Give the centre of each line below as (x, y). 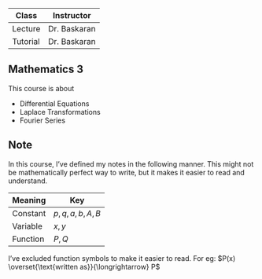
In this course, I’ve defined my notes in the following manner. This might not (131, 163)
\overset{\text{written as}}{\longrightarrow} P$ (84, 266)
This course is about (41, 88)
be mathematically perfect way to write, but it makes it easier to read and (127, 172)
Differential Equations (54, 103)
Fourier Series (42, 120)
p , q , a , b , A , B (77, 213)
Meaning (29, 200)
